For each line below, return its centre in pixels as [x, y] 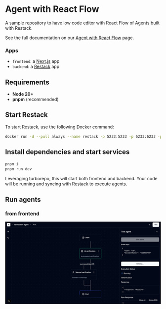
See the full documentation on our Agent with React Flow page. [70, 38]
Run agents [23, 199]
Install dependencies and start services [67, 152]
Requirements [27, 82]
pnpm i [12, 164]
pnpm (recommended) [35, 100]
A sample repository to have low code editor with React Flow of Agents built [82, 23]
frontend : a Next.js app [36, 61]
